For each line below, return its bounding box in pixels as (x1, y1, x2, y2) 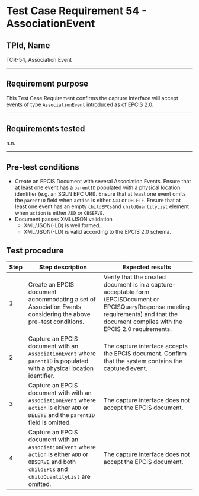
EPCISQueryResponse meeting (103, 303, 190, 311)
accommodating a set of (28, 295, 96, 304)
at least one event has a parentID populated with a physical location (14, 184, 181, 191)
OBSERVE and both (28, 458, 76, 466)
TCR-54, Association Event (6, 56, 72, 63)
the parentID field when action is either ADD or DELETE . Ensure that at (14, 197, 181, 204)
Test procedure (6, 245, 64, 256)
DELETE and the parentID (28, 411, 95, 419)
